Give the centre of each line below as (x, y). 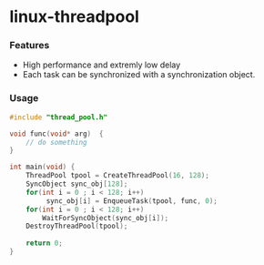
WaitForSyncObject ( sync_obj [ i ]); (106, 218)
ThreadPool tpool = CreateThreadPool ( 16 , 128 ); (117, 176)
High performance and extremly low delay (102, 65)
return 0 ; (45, 243)
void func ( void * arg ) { (56, 134)
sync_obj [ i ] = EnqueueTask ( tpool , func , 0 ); (132, 201)
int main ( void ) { (42, 167)
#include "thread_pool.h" (58, 117)
